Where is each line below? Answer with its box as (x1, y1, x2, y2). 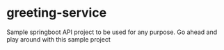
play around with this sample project (6, 35, 111, 43)
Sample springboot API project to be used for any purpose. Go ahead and (6, 28, 218, 36)
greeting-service (6, 5, 107, 21)
